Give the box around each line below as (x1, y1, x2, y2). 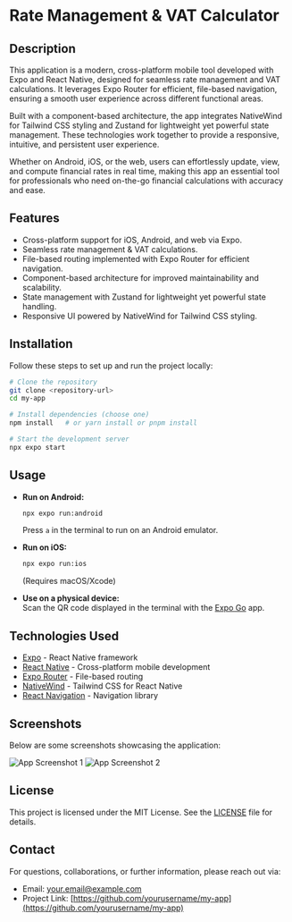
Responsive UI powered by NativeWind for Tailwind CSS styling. (21, 310, 257, 321)
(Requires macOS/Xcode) (21, 576, 116, 587)
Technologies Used (9, 628, 119, 644)
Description (9, 41, 76, 56)
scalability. (21, 282, 63, 292)
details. (9, 816, 37, 827)
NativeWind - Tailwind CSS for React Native (21, 681, 183, 691)
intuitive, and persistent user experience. (9, 140, 160, 149)
